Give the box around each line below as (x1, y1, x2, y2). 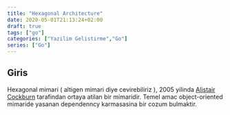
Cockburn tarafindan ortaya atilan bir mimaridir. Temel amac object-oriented (7, 92, 223, 101)
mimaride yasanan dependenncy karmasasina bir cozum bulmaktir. (7, 100, 198, 108)
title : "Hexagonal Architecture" (7, 10, 103, 17)
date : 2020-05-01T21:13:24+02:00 (7, 16, 103, 23)
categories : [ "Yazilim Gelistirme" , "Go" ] (7, 36, 128, 42)
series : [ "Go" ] (7, 42, 51, 49)
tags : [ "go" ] (7, 29, 45, 36)
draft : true (7, 23, 41, 29)
